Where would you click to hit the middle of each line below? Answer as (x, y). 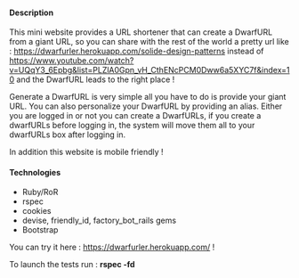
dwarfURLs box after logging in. (68, 135)
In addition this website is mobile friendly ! (86, 152)
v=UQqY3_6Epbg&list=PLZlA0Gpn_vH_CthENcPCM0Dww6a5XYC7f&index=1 (150, 70)
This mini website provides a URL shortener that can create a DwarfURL (141, 32)
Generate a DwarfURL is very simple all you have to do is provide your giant (148, 97)
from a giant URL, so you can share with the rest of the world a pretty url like (149, 42)
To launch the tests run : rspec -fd (72, 265)
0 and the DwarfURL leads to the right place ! (92, 79)
